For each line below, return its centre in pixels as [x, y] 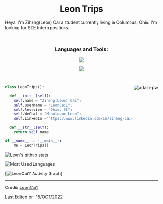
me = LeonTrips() [31, 145]
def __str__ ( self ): [29, 128]
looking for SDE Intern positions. [37, 27]
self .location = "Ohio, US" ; [43, 110]
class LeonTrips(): [25, 87]
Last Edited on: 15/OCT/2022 [34, 197]
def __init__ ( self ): [30, 96]
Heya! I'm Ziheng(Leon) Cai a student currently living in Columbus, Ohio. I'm [81, 22]
